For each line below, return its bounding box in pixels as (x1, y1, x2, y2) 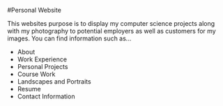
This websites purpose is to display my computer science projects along (7, 20, 215, 27)
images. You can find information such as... (7, 34, 132, 43)
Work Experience (17, 55, 68, 63)
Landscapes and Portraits (17, 77, 92, 86)
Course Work (17, 70, 56, 78)
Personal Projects (17, 63, 68, 70)
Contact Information (17, 92, 75, 100)
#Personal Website (7, 6, 61, 14)
